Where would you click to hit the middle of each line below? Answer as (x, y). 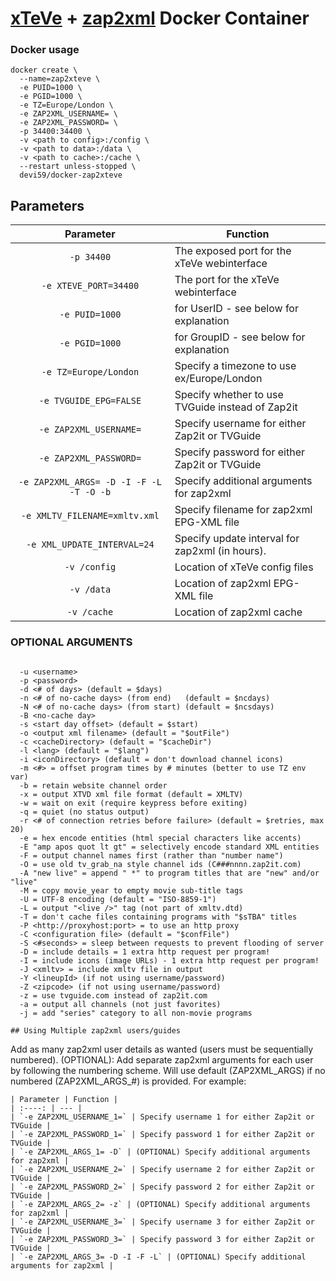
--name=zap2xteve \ (60, 79)
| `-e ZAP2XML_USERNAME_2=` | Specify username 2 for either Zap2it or (162, 1169)
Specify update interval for (237, 539)
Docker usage (45, 50)
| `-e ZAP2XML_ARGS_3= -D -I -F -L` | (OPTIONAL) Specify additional (158, 1257)
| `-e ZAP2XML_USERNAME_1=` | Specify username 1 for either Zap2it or (162, 1117)
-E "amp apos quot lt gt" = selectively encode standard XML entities (169, 847)
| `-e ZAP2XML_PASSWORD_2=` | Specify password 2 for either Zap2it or (162, 1187)
